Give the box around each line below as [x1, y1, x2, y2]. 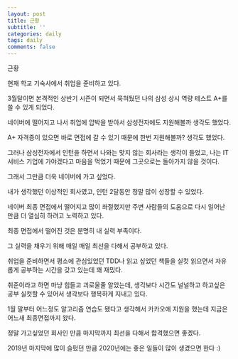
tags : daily [7, 37, 43, 44]
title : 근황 [7, 17, 40, 24]
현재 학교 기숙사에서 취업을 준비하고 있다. [7, 79, 121, 87]
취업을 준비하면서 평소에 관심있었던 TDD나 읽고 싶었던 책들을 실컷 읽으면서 [7, 257, 214, 265]
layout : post [7, 10, 46, 18]
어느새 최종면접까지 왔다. [7, 314, 76, 322]
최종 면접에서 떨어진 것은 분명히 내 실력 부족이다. [7, 227, 142, 235]
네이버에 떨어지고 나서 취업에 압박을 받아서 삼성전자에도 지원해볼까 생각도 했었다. [7, 118, 232, 127]
